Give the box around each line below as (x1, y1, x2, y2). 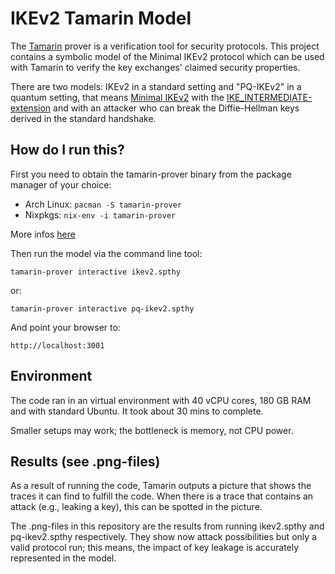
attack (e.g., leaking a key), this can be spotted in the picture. (10, 501, 263, 513)
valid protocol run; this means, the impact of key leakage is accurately (10, 542, 300, 554)
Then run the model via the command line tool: (10, 247, 203, 259)
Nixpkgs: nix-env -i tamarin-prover (24, 208, 177, 221)
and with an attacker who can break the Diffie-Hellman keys (53, 102, 300, 114)
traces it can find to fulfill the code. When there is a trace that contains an (10, 490, 314, 502)
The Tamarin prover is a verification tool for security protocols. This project (10, 40, 320, 52)
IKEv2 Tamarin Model (10, 7, 192, 30)
